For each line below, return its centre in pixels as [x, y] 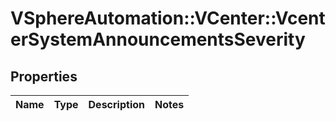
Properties [44, 76]
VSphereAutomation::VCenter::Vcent [168, 18]
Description [116, 104]
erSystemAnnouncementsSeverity [158, 39]
